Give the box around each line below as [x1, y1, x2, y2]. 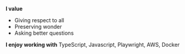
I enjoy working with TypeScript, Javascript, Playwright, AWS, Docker [5, 41, 180, 48]
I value [5, 5, 23, 12]
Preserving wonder [14, 23, 62, 30]
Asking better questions [14, 29, 74, 37]
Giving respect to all [14, 17, 64, 23]
